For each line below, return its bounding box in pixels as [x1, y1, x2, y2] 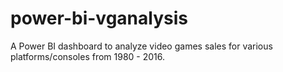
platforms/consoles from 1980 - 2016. [10, 50, 166, 62]
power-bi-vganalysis [10, 7, 188, 30]
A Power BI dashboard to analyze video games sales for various [10, 40, 273, 52]
